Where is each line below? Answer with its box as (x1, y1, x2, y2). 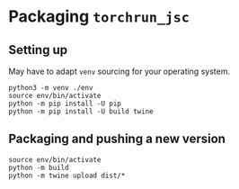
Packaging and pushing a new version (8, 131, 226, 147)
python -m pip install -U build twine (8, 107, 154, 116)
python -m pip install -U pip (8, 99, 122, 108)
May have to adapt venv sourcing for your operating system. (8, 66, 231, 76)
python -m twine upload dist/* (8, 171, 126, 180)
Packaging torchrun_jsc (8, 6, 190, 27)
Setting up (8, 42, 68, 58)
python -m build (8, 163, 69, 172)
